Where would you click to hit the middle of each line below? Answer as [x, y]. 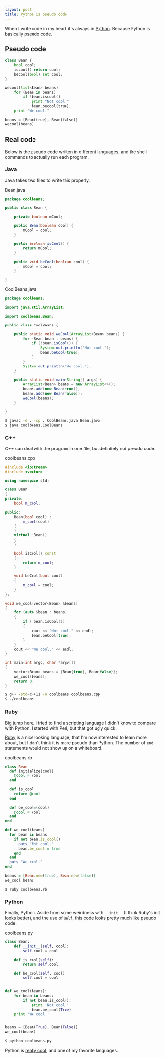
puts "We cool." [26, 862]
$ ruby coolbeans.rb [26, 889]
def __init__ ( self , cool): [42, 946]
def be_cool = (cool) [30, 807]
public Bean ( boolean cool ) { [44, 226]
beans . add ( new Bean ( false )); [53, 394]
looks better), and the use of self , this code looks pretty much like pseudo [81, 918]
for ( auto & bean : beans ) [41, 612]
